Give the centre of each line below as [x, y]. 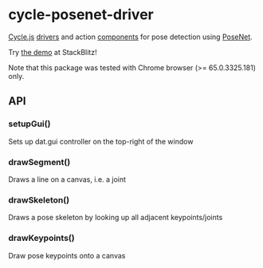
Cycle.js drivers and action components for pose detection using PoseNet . [130, 37]
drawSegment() [39, 162]
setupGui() [29, 124]
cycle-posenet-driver [81, 15]
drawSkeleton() [39, 199]
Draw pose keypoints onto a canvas [67, 255]
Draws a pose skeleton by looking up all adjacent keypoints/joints [116, 218]
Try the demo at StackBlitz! [53, 52]
